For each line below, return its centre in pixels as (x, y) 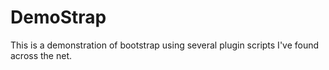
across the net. (41, 55)
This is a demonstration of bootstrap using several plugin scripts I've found (165, 45)
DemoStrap (58, 17)
